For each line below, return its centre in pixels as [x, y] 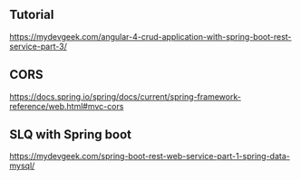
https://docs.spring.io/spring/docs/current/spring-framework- [126, 96]
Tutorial [32, 15]
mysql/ [22, 166]
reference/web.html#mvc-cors [67, 106]
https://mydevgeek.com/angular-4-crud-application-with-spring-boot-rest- [150, 36]
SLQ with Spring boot [70, 135]
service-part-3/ [39, 46]
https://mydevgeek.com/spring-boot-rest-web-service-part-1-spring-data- [150, 156]
